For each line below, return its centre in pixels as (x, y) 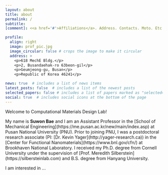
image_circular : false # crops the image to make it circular (76, 51)
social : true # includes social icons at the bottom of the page (76, 97)
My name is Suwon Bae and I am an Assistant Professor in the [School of (80, 121)
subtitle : (15, 24)
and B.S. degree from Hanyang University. (105, 158)
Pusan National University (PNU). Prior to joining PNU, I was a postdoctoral (82, 132)
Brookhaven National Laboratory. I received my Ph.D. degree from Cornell (81, 148)
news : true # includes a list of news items (53, 84)
